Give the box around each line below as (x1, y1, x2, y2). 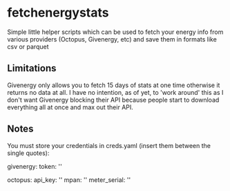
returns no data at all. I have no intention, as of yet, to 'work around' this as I (7, 88, 224, 96)
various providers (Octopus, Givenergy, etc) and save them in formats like (7, 35, 218, 43)
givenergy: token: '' (7, 162, 62, 170)
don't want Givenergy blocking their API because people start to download (7, 95, 220, 104)
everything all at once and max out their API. (7, 102, 133, 111)
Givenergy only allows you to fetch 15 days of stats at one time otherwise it (7, 81, 220, 89)
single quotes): (7, 149, 50, 157)
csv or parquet (7, 42, 49, 51)
